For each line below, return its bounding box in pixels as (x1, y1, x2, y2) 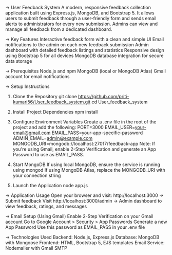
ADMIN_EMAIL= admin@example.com (12, 135, 93, 141)
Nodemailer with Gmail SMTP (5, 245, 68, 251)
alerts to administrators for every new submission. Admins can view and (5, 21, 158, 27)
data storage (5, 58, 32, 64)
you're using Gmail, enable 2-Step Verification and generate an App (12, 146, 157, 152)
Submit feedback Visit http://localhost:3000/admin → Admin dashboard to (5, 198, 162, 204)
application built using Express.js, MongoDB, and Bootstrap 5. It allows (5, 10, 155, 16)
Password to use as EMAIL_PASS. (12, 152, 85, 157)
